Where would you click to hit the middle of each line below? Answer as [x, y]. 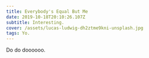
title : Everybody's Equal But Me [47, 11]
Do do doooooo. [26, 50]
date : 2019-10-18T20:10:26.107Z [46, 17]
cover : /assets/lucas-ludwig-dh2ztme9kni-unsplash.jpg [75, 28]
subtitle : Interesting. [35, 22]
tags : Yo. [18, 33]
